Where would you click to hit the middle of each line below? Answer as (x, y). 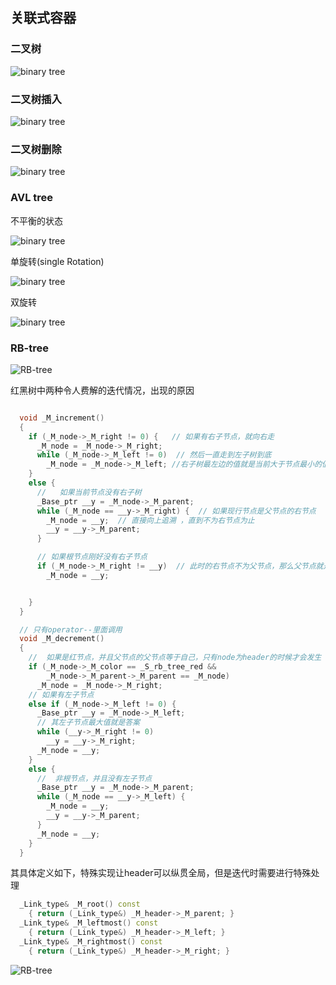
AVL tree (32, 198)
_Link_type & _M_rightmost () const (91, 941)
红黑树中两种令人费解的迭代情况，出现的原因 (102, 390)
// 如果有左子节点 (61, 694)
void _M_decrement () (62, 639)
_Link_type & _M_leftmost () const (89, 923)
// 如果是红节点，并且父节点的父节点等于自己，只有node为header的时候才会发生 (175, 658)
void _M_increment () (62, 418)
